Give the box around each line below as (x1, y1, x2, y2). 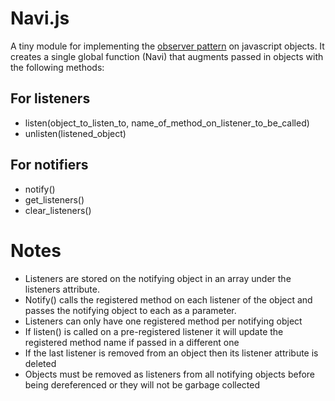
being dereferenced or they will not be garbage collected (24, 378, 261, 391)
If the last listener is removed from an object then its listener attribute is (24, 347, 319, 359)
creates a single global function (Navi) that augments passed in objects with (10, 50, 324, 62)
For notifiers (10, 157, 89, 174)
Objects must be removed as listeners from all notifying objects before (24, 368, 316, 380)
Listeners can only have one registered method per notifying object (24, 315, 303, 327)
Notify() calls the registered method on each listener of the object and (24, 293, 313, 306)
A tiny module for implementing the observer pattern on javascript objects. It (10, 40, 325, 52)
